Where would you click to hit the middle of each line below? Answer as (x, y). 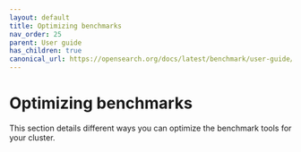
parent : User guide (46, 42)
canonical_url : (38, 59)
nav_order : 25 (36, 34)
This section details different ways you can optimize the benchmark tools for (150, 128)
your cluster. (32, 137)
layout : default (39, 17)
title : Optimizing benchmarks (66, 26)
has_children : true (46, 51)
